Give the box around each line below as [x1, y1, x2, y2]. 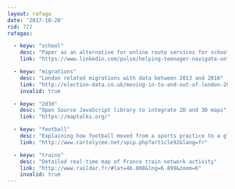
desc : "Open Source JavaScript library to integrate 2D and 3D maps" [20, 106, 227, 114]
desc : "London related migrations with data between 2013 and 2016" [20, 74, 224, 81]
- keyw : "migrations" [13, 68, 77, 75]
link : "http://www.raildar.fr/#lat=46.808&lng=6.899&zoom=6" [20, 164, 201, 171]
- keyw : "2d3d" [13, 100, 58, 107]
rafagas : [7, 29, 33, 37]
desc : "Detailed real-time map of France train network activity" [20, 158, 218, 165]
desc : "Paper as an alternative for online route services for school [20, 49, 230, 56]
